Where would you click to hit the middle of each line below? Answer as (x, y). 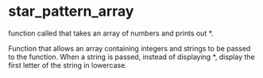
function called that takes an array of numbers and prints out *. (111, 33)
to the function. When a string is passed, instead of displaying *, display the (132, 57)
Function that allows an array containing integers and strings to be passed (130, 48)
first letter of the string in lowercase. (68, 65)
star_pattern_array (71, 11)
